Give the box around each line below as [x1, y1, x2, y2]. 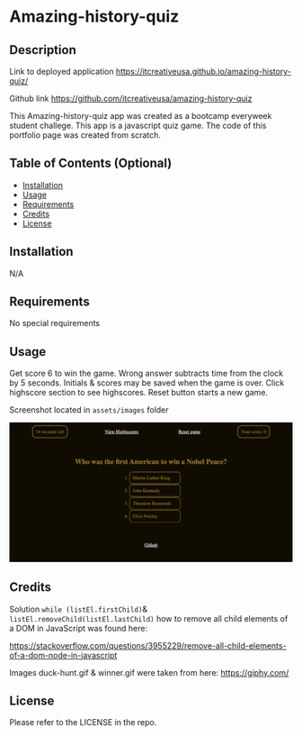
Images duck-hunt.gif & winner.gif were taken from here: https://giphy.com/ [9, 667, 289, 677]
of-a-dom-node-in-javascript [9, 650, 118, 660]
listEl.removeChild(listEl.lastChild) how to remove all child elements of [9, 613, 289, 623]
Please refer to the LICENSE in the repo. [9, 717, 157, 728]
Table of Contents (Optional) [9, 156, 173, 171]
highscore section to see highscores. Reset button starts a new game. [9, 387, 268, 398]
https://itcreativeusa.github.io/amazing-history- [115, 66, 292, 77]
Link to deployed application [9, 66, 114, 77]
